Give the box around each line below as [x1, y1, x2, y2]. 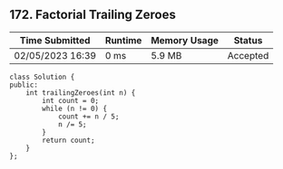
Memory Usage [151, 33, 220, 46]
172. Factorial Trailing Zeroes [9, 7, 177, 23]
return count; [42, 136, 95, 145]
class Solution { [9, 72, 75, 81]
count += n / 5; [57, 112, 120, 121]
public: [9, 80, 39, 89]
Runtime [104, 33, 142, 46]
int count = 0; [42, 96, 100, 105]
